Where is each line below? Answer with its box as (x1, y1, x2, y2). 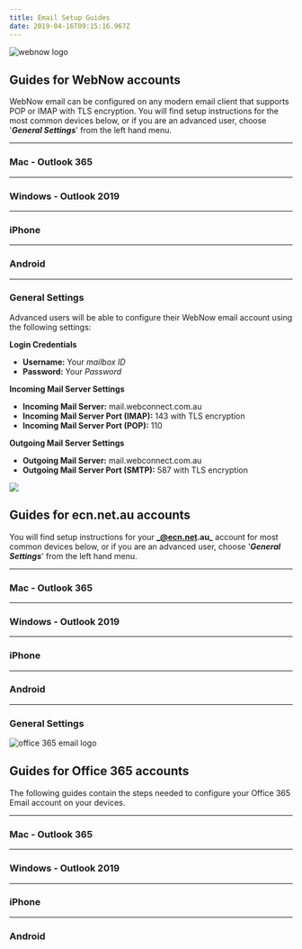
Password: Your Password (22, 366, 122, 376)
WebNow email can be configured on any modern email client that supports (9, 96, 289, 107)
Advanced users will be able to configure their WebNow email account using (9, 312, 293, 322)
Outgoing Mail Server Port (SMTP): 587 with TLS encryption (22, 465, 249, 475)
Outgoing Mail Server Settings (9, 438, 125, 448)
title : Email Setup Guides (9, 13, 111, 23)
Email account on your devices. (9, 797, 126, 808)
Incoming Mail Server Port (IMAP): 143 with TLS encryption (22, 411, 245, 421)
